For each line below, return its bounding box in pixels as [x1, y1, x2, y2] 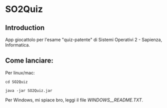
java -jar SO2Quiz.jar [5, 88, 52, 93]
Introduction [5, 23, 45, 32]
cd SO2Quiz [5, 79, 28, 84]
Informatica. [5, 42, 30, 48]
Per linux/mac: [5, 69, 35, 75]
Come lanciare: [5, 56, 53, 65]
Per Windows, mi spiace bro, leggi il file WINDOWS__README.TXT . [5, 96, 143, 103]
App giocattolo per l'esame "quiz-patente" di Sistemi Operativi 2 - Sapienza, [5, 36, 162, 42]
